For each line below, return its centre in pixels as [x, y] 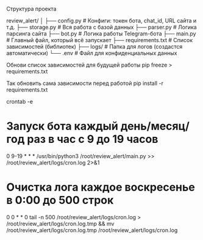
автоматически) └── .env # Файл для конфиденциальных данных [92, 53]
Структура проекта [31, 9]
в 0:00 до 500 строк [60, 200]
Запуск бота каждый [62, 126]
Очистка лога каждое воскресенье [101, 187]
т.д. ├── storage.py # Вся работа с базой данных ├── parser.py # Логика [101, 27]
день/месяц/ [155, 126]
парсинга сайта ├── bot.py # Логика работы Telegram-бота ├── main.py [101, 34]
